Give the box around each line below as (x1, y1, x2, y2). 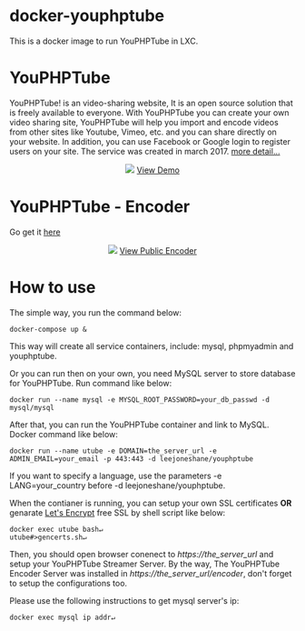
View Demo (136, 165, 180, 175)
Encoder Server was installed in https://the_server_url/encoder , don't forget (9, 567, 292, 578)
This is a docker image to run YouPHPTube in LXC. (9, 35, 199, 46)
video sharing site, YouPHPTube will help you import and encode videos (9, 116, 279, 127)
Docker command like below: (9, 428, 118, 439)
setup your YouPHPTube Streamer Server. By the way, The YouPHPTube (9, 558, 280, 569)
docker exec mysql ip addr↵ (9, 613, 116, 622)
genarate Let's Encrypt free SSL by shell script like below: (9, 506, 226, 518)
